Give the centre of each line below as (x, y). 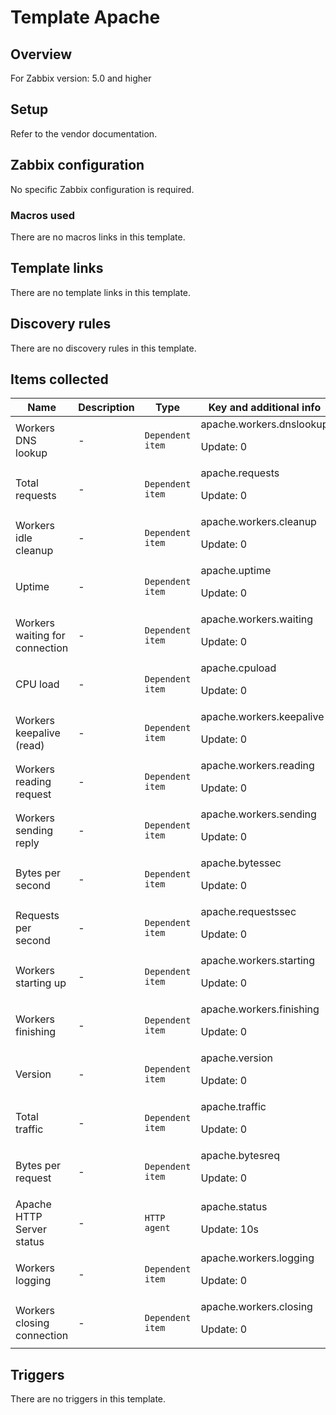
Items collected (59, 379)
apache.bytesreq (240, 1156)
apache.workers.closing (256, 1307)
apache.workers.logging (257, 1258)
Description (106, 408)
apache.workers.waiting (257, 619)
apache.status (234, 1207)
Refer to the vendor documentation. (84, 133)
